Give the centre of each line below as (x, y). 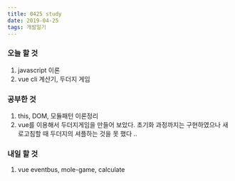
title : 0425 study (35, 14)
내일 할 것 (22, 153)
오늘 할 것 (22, 53)
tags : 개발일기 (27, 27)
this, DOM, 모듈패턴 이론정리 (58, 116)
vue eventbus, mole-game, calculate (71, 170)
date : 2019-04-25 (33, 21)
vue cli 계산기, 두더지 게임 (54, 79)
